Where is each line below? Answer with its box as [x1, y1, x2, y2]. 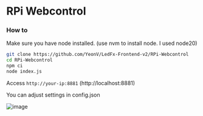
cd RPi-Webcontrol [6, 57, 53, 63]
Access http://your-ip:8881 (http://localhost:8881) [6, 79, 136, 86]
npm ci [6, 63, 23, 69]
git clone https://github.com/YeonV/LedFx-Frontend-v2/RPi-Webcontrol [6, 52, 189, 58]
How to [6, 26, 28, 35]
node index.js [6, 69, 43, 75]
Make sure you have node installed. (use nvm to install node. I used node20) [6, 39, 198, 47]
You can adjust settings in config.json [6, 91, 100, 98]
